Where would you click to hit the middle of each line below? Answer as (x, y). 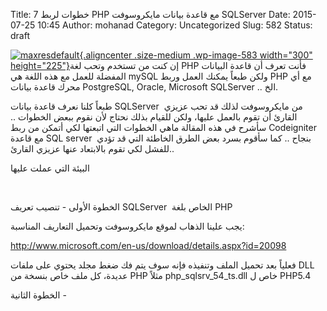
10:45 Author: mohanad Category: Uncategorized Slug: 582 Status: (175, 25)
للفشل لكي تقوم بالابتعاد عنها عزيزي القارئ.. (92, 148)
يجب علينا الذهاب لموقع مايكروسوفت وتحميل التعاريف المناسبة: (127, 226)
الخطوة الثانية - (38, 295)
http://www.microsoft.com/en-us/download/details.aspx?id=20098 (148, 245)
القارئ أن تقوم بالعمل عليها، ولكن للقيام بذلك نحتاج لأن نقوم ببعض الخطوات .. (154, 117)
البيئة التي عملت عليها (50, 168)
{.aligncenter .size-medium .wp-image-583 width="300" (196, 55)
